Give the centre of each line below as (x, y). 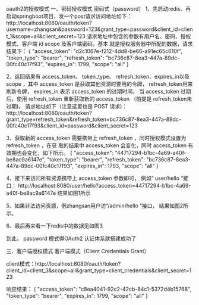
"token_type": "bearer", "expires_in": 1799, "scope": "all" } (77, 296)
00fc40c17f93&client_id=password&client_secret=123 (72, 126)
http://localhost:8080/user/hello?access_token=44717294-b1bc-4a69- (104, 186)
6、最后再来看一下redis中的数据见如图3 (54, 226)
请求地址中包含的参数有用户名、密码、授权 (139, 36)
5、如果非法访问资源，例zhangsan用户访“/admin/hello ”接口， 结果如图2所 (97, 206)
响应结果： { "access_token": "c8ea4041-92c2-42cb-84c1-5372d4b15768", (99, 289)
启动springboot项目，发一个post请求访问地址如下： (69, 16)
